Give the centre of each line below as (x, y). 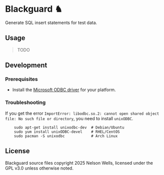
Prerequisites (21, 79)
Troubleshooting (25, 102)
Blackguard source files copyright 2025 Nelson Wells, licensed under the (79, 163)
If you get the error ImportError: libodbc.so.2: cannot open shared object (82, 113)
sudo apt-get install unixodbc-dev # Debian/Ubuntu (69, 127)
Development (26, 65)
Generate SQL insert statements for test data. (51, 23)
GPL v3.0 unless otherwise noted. (39, 168)
